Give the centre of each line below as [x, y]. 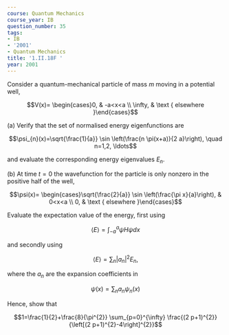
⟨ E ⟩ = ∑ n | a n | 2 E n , [116, 259]
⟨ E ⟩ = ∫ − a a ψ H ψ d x [116, 230]
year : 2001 [23, 65]
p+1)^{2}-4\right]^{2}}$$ [127, 324]
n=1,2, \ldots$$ [116, 146]
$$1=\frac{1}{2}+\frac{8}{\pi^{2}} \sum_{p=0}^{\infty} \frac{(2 [101, 317]
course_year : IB [30, 20]
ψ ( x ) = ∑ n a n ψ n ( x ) [116, 290]
